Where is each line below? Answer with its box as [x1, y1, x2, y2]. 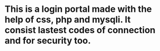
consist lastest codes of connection [4, 25, 156, 36]
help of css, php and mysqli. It [4, 14, 131, 25]
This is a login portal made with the [4, 3, 152, 15]
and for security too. [4, 35, 91, 47]
